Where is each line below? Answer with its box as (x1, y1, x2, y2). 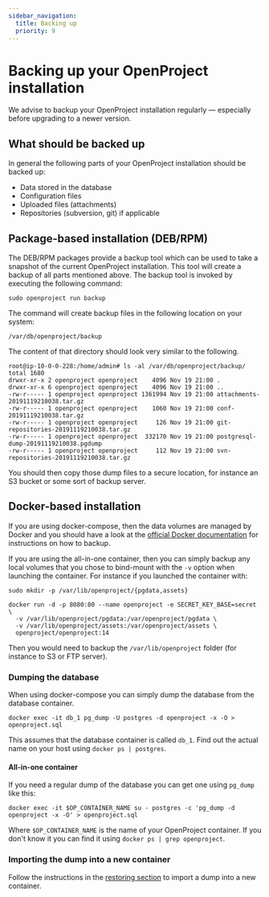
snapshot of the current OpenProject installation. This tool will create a (8, 261, 242, 271)
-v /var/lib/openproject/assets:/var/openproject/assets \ (15, 622, 218, 630)
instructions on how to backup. (8, 538, 111, 548)
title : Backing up (15, 19, 78, 27)
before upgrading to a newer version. (8, 114, 132, 123)
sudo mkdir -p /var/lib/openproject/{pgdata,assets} (8, 586, 189, 594)
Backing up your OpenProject (8, 61, 209, 80)
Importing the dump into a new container (8, 854, 171, 866)
